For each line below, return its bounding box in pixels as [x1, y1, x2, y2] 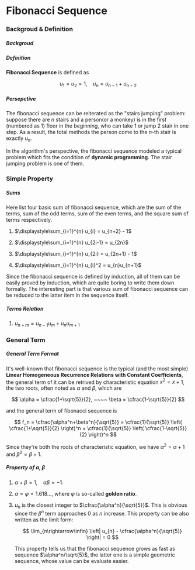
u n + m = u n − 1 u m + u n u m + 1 [14, 320, 80, 328]
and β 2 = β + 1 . [6, 449, 42, 458]
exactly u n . [6, 135, 32, 143]
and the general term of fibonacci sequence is [6, 407, 117, 414]
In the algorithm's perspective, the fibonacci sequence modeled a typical [6, 147, 182, 154]
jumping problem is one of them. [6, 160, 85, 167]
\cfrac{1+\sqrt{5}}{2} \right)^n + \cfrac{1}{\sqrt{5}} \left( [9, 425, 144, 432]
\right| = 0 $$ [86, 534, 119, 541]
